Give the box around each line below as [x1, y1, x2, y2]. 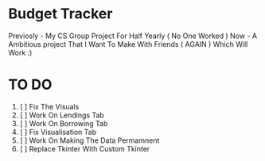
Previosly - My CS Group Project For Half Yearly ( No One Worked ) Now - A [8, 31, 257, 40]
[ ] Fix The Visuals [19, 102, 80, 111]
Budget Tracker [8, 5, 113, 23]
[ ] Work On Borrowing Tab [19, 118, 108, 128]
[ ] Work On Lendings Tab [19, 110, 105, 120]
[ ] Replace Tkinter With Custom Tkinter [19, 144, 150, 153]
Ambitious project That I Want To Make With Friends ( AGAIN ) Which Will [8, 39, 248, 48]
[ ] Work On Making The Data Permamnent [19, 136, 160, 145]
